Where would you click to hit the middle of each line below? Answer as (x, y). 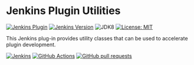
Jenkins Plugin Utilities (63, 11)
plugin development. (31, 45)
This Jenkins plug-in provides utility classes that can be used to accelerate (97, 38)
